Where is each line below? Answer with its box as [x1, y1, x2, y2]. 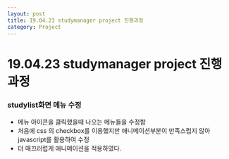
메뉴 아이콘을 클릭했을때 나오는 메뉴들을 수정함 [17, 117, 146, 126]
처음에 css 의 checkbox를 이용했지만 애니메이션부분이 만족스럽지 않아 [17, 126, 211, 134]
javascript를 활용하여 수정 [17, 135, 89, 144]
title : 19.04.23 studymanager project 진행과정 [7, 17, 144, 24]
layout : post [7, 10, 46, 18]
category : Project [7, 23, 61, 30]
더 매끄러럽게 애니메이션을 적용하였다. [17, 144, 122, 152]
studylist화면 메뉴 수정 [7, 100, 82, 110]
